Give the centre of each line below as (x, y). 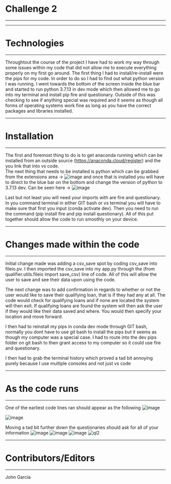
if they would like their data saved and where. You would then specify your (83, 311)
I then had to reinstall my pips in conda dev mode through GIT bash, (76, 326)
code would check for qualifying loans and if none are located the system (82, 300)
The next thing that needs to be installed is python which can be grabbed (82, 171)
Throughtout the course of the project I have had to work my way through (82, 62)
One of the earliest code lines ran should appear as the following (73, 408)
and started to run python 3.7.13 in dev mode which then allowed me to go (83, 89)
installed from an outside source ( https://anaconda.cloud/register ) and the (83, 160)
